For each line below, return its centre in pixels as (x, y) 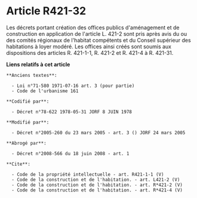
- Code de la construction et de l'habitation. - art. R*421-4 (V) (97, 190)
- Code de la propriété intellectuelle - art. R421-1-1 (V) (88, 174)
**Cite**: (19, 164)
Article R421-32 (46, 11)
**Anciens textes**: (32, 75)
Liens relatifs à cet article (38, 64)
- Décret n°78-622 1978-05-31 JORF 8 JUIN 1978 (72, 112)
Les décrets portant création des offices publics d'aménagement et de (93, 27)
